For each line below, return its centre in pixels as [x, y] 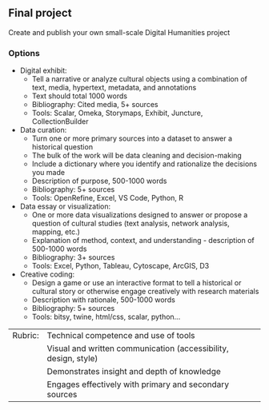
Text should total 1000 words [80, 96]
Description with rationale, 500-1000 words [104, 300]
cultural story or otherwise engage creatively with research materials [145, 292]
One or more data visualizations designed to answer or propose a [140, 215]
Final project [40, 13]
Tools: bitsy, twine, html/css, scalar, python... [106, 317]
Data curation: [43, 130]
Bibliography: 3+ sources [73, 257]
